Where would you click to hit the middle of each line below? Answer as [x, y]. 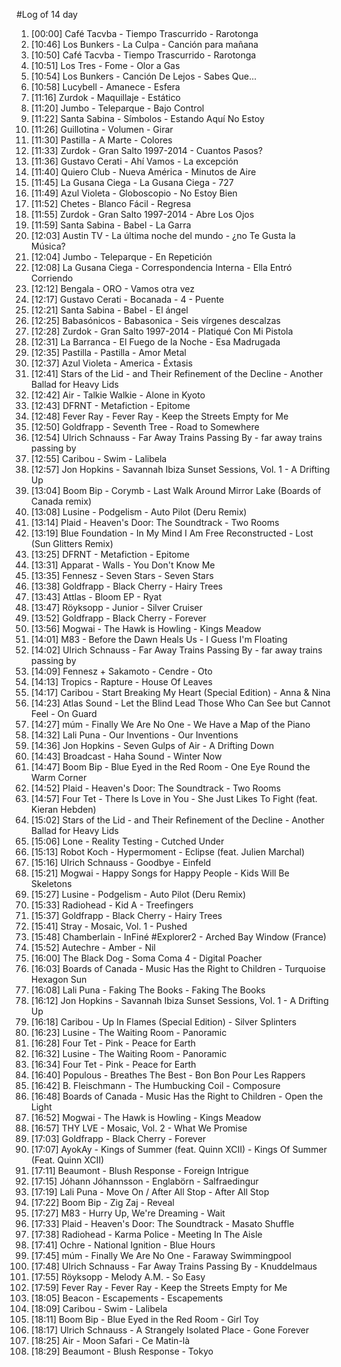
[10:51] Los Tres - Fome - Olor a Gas [105, 65]
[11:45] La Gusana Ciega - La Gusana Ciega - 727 [132, 182]
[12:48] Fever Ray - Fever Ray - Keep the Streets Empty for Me [159, 416]
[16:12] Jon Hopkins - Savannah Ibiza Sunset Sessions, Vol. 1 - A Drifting [179, 1000]
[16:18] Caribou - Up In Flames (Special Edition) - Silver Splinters [163, 1022]
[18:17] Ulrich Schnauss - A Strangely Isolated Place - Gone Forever [169, 1330]
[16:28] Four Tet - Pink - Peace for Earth [113, 1043]
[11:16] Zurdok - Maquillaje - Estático [105, 97]
